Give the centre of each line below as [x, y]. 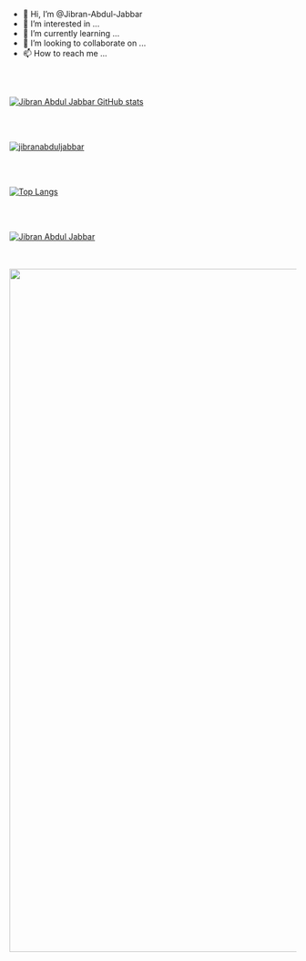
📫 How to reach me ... [65, 53]
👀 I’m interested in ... [61, 24]
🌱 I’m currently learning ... [71, 33]
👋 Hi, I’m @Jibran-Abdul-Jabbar [82, 14]
